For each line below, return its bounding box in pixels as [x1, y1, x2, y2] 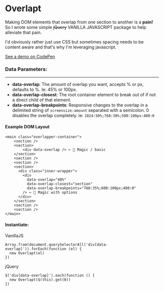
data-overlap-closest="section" [26, 182, 93, 187]
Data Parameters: [5, 65, 48, 72]
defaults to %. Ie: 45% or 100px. [12, 86, 77, 93]
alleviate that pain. [5, 29, 42, 35]
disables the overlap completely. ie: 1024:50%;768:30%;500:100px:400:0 [12, 113, 155, 119]
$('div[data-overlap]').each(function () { [5, 273, 95, 278]
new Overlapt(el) [9, 250, 45, 255]
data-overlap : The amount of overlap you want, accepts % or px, [12, 82, 144, 87]
